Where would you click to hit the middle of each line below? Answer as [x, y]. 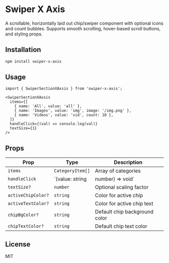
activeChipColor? [28, 195]
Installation [23, 50]
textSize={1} [23, 128]
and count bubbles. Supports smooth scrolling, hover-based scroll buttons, [83, 28]
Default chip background [124, 212]
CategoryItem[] [72, 171]
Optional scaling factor [122, 187]
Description [128, 162]
